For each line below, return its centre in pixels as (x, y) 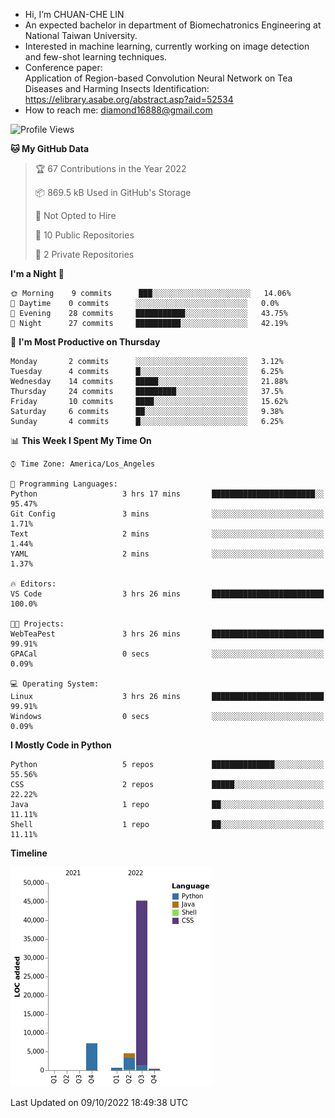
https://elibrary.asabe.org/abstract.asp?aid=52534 (129, 99)
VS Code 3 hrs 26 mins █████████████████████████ (167, 594)
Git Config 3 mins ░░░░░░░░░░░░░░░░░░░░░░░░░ (167, 514)
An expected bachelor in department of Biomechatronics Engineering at (173, 25)
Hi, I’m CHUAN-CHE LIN (74, 14)
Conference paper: (63, 67)
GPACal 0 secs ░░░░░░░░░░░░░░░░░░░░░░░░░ (167, 654)
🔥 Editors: (33, 584)
